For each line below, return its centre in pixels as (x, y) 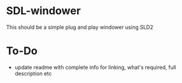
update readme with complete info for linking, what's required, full (95, 67)
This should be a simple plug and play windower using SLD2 (80, 27)
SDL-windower (44, 11)
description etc (33, 73)
